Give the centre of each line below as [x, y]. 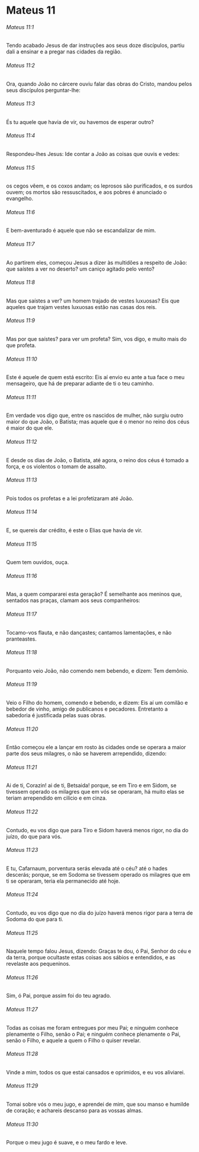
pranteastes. [21, 639]
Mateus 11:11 [21, 397]
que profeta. [21, 345]
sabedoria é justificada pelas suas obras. [56, 715]
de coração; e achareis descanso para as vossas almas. [75, 1110]
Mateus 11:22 [22, 812]
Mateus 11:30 [22, 1124]
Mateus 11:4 [21, 136]
